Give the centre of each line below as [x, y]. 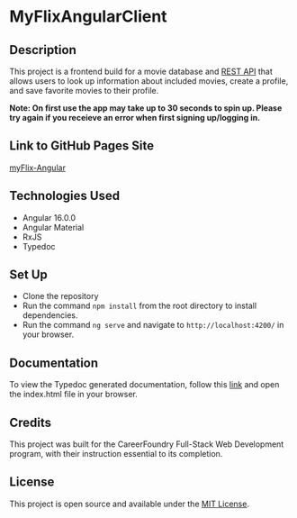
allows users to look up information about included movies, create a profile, [149, 81]
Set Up [28, 275]
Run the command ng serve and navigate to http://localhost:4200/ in [153, 325]
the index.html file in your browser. [73, 395]
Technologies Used [64, 196]
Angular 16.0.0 [49, 217]
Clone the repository [60, 296]
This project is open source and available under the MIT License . [130, 504]
